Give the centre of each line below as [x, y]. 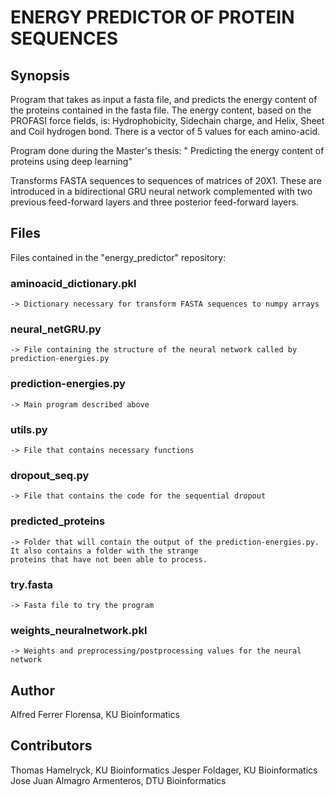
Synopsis [40, 75]
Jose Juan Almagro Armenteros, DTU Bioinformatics [118, 780]
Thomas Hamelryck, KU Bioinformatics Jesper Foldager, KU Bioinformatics [164, 770]
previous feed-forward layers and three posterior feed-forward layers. [154, 202]
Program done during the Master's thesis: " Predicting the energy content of [167, 150]
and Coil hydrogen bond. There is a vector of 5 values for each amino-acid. [165, 131]
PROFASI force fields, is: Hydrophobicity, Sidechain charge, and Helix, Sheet [167, 120]
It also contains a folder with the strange [104, 551]
